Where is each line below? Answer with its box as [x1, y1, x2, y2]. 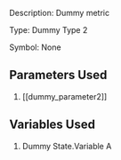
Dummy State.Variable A [21, 140, 112, 151]
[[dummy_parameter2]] [21, 91, 108, 101]
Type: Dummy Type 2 [9, 25, 88, 35]
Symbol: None [9, 42, 61, 52]
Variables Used [9, 117, 96, 132]
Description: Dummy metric [9, 8, 109, 18]
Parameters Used [9, 68, 108, 83]
